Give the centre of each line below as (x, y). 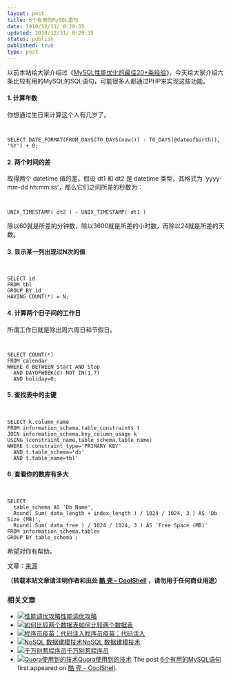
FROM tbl (20, 285)
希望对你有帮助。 (31, 551)
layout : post (26, 13)
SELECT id (21, 279)
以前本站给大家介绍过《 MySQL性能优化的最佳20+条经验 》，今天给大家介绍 (112, 72)
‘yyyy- (213, 179)
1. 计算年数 (22, 98)
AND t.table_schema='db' (49, 452)
